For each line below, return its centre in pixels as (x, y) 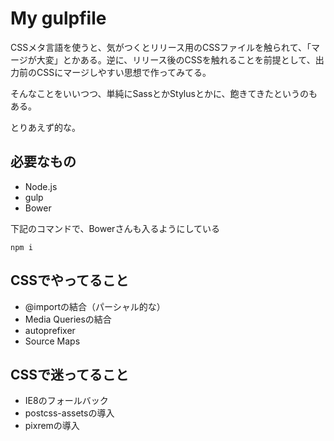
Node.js (41, 186)
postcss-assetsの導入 (69, 413)
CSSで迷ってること (69, 374)
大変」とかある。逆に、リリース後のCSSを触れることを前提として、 (176, 59)
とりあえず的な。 (45, 127)
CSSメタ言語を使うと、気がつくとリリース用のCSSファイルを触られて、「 (161, 47)
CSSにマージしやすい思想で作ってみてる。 (124, 72)
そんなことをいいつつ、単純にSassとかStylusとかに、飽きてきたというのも (164, 93)
